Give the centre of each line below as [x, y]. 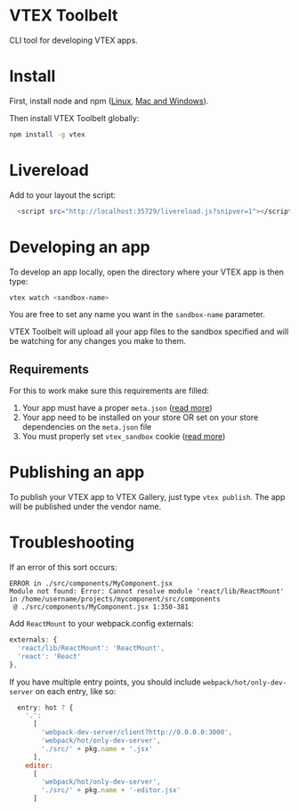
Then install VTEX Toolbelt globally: [74, 118]
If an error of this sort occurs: [63, 568]
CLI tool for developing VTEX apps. [73, 40]
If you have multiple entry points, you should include [105, 682]
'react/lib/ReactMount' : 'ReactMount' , [91, 648]
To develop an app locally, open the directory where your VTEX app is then [147, 272]
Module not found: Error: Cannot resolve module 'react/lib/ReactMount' [147, 592]
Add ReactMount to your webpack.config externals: [101, 624]
